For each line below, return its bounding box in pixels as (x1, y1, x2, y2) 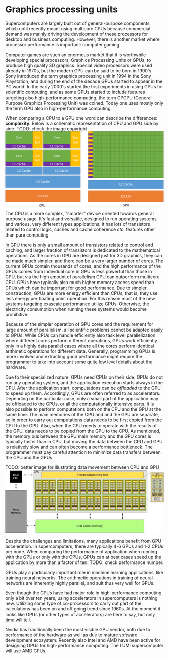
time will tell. (5, 617, 31, 623)
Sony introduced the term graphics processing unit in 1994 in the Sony (5, 73, 152, 79)
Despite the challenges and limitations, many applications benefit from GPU (5, 538, 162, 544)
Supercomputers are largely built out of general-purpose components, (5, 20, 151, 26)
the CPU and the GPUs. (5, 455, 54, 461)
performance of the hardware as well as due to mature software (5, 632, 138, 638)
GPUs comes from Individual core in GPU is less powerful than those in (5, 269, 152, 275)
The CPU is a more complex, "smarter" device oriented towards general (5, 211, 154, 217)
